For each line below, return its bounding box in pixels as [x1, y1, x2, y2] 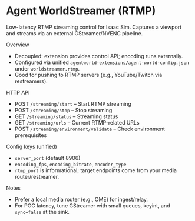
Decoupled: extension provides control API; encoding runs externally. [14, 52, 183, 59]
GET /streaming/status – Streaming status [14, 113, 118, 120]
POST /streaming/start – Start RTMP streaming [14, 100, 131, 107]
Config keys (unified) [6, 143, 57, 150]
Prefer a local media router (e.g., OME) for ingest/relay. [14, 196, 148, 203]
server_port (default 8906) [14, 154, 81, 161]
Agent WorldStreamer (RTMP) [6, 4, 156, 18]
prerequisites [14, 131, 47, 139]
